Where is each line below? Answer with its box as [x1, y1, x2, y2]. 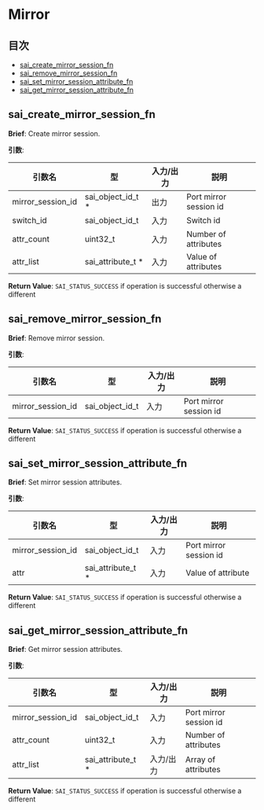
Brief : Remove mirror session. [8, 333, 104, 343]
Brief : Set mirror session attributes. [8, 477, 123, 487]
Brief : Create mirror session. [8, 128, 101, 138]
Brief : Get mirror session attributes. [8, 645, 123, 654]
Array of [185, 754, 216, 765]
